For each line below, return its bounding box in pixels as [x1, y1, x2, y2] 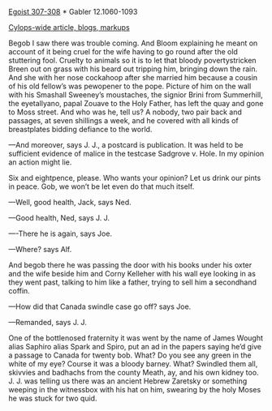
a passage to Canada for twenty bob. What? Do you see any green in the [8, 350, 252, 360]
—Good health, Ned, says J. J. [8, 213, 110, 222]
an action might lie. [8, 157, 72, 167]
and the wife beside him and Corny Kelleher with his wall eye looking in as [8, 269, 256, 278]
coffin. [8, 286, 30, 295]
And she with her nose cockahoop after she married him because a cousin [8, 73, 258, 82]
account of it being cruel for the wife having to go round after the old [8, 47, 238, 56]
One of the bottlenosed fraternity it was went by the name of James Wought [8, 333, 264, 343]
